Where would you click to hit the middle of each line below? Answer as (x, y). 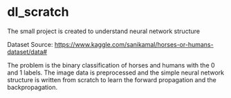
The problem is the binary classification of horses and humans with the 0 (111, 65)
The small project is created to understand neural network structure (104, 31)
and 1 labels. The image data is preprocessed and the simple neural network (116, 72)
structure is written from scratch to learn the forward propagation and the (112, 79)
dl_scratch (38, 12)
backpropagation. (32, 87)
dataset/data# (27, 52)
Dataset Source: (30, 44)
